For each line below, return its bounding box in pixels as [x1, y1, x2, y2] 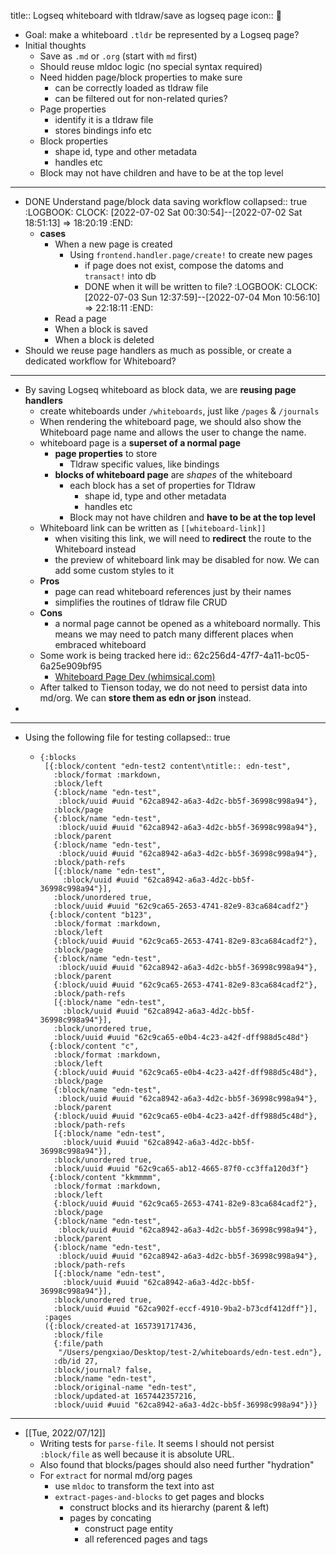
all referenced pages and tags [84, 1533, 208, 1545]
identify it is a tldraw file [54, 114, 154, 125]
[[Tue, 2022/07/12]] [24, 1427, 106, 1439]
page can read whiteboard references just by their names [54, 586, 292, 597]
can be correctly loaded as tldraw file [54, 82, 209, 94]
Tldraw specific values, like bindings [69, 458, 220, 470]
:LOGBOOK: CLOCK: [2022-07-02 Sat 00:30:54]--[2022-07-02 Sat [24, 206, 303, 218]
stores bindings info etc [54, 125, 152, 136]
